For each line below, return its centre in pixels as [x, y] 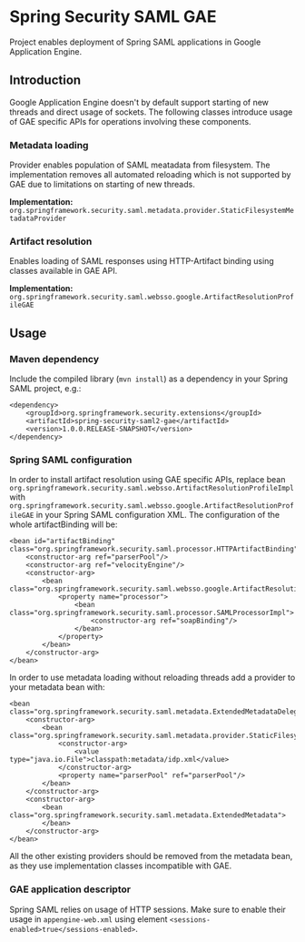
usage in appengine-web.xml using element [89, 919]
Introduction [45, 81]
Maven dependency [54, 359]
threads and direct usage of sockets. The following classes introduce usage [151, 112]
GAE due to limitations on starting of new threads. [102, 185]
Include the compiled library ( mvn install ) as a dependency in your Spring [149, 379]
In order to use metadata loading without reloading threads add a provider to [152, 678]
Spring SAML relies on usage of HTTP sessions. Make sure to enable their [148, 909]
